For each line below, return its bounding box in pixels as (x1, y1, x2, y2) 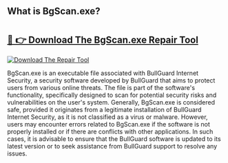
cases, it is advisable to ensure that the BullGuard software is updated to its (7, 135, 222, 143)
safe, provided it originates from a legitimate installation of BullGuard (7, 106, 202, 113)
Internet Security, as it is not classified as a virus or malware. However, (7, 113, 208, 121)
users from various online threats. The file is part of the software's (7, 84, 195, 91)
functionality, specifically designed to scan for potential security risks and (7, 91, 217, 99)
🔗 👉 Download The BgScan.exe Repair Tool (7, 34, 198, 45)
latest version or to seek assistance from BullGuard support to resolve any (7, 142, 218, 150)
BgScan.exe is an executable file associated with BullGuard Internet (7, 69, 198, 77)
